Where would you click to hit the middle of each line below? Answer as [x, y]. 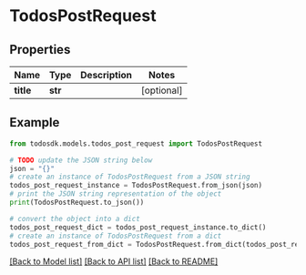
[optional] [162, 90]
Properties [40, 50]
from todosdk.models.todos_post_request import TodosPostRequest [136, 143]
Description [106, 75]
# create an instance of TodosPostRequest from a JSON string [130, 177]
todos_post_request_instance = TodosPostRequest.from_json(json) [136, 186]
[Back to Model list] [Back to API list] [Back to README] [114, 261]
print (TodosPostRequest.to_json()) [77, 203]
